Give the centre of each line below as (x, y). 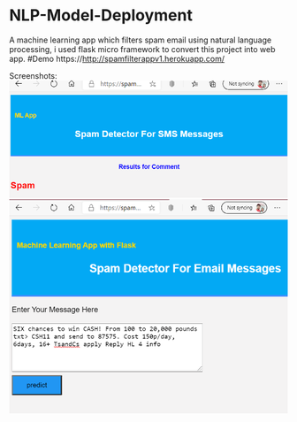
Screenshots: (33, 75)
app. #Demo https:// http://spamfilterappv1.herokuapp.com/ (117, 58)
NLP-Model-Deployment (101, 15)
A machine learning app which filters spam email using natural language (141, 40)
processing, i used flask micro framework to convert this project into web (142, 49)
